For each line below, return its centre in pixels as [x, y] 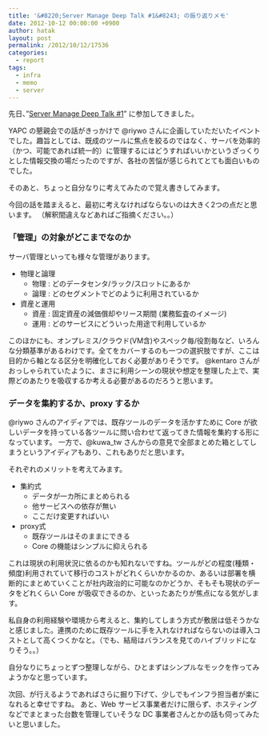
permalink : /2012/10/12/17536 [59, 46]
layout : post [30, 38]
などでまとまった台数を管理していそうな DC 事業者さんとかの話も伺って [127, 714]
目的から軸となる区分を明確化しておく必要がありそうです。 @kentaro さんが [134, 360]
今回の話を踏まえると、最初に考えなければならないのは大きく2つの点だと [129, 205]
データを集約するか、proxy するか [74, 403]
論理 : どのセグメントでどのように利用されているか [116, 294]
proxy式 [33, 526]
